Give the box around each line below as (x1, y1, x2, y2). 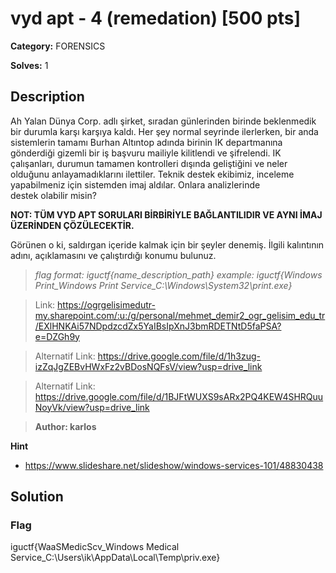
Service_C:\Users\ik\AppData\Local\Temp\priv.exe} (10, 552, 221, 564)
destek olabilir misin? (10, 189, 97, 201)
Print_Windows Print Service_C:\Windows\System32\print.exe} (34, 279, 293, 291)
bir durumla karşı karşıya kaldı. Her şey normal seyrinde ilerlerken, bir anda (10, 125, 319, 137)
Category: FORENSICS (10, 40, 106, 52)
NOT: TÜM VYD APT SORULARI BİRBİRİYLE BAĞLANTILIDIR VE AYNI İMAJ (10, 208, 323, 221)
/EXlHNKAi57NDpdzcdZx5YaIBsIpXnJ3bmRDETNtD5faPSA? (34, 320, 282, 332)
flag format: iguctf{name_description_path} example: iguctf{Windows (34, 268, 323, 281)
